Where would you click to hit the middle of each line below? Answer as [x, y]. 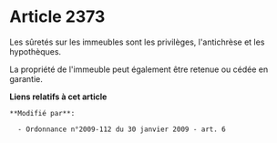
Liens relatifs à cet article [58, 97]
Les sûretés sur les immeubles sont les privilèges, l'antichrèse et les [137, 42]
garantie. [26, 78]
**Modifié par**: [42, 113]
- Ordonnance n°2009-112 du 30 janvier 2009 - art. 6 [122, 129]
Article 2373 [57, 17]
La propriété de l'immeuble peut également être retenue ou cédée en [139, 69]
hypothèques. [36, 51]
